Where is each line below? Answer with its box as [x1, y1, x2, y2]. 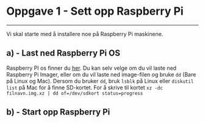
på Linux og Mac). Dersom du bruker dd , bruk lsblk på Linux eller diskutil [6, 77, 194, 84]
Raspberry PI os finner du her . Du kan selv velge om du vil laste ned [6, 64, 177, 72]
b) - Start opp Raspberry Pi [6, 107, 110, 117]
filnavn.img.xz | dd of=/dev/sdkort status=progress [6, 90, 143, 96]
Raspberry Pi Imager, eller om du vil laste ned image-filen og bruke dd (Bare [6, 70, 196, 78]
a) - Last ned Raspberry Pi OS [6, 48, 121, 59]
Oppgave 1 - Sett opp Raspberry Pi [6, 4, 184, 18]
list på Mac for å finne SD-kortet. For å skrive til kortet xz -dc [6, 84, 164, 91]
